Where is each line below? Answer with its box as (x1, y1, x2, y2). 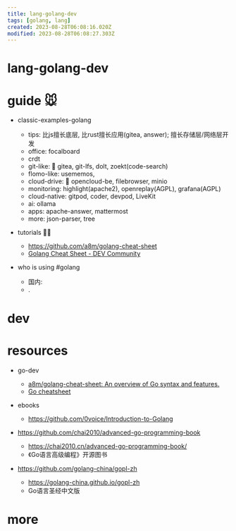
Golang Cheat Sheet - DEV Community (27, 250, 141, 258)
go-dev (17, 366, 39, 374)
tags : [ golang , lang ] (7, 17, 71, 24)
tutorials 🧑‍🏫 (17, 228, 51, 237)
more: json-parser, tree (27, 214, 96, 223)
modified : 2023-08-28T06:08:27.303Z (7, 30, 115, 37)
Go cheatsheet (27, 387, 71, 396)
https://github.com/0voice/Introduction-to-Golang (27, 414, 174, 423)
